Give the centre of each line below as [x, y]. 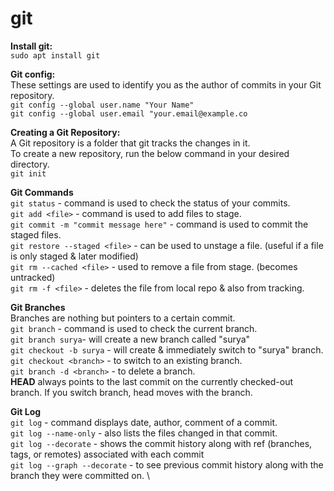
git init [28, 173]
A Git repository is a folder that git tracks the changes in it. [130, 143]
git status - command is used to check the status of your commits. [150, 203]
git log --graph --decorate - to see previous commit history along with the [167, 464]
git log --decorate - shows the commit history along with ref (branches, [161, 443]
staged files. [36, 234]
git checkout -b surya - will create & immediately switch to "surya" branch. [167, 349]
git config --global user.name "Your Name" [102, 105]
